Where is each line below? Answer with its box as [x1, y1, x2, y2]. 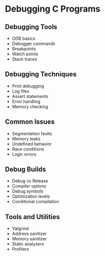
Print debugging [12, 83, 44, 89]
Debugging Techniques [5, 70, 77, 79]
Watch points [12, 51, 39, 57]
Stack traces [12, 56, 38, 62]
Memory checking [12, 103, 48, 110]
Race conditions [12, 146, 44, 152]
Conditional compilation [12, 199, 59, 205]
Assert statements [12, 93, 49, 99]
